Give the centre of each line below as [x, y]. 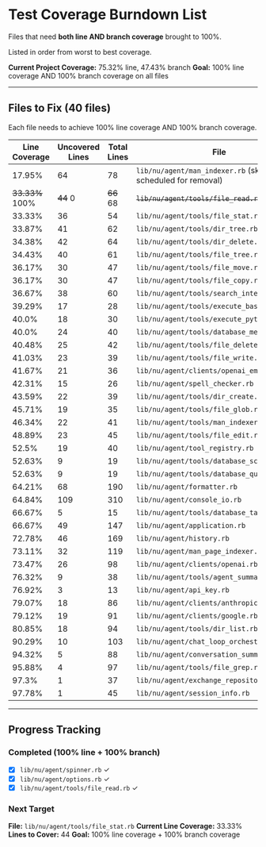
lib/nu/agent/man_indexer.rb [191, 171]
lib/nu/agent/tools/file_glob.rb [199, 409]
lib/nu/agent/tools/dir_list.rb [197, 628]
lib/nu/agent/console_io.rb [189, 499]
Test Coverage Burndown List [108, 15]
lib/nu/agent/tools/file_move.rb [199, 267]
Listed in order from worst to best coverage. [80, 52]
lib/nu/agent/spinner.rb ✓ [65, 770]
